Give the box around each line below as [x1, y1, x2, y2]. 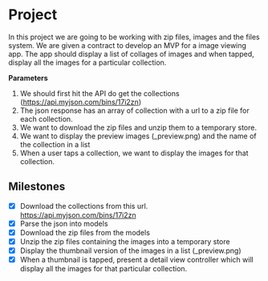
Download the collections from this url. [19, 201, 148, 211]
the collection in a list [19, 139, 91, 149]
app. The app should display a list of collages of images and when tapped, [8, 49, 254, 58]
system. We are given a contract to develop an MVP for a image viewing [8, 40, 247, 50]
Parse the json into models [19, 219, 108, 228]
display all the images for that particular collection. [19, 264, 188, 274]
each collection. [19, 114, 74, 123]
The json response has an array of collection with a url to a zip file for [19, 106, 250, 115]
